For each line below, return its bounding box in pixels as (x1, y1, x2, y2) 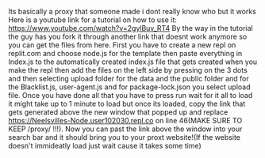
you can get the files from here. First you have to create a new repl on (8, 40, 236, 50)
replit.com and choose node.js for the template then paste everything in (8, 49, 243, 58)
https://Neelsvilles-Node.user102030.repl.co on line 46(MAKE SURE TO (8, 116, 243, 125)
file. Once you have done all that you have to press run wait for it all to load (8, 91, 253, 100)
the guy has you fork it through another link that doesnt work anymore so (8, 32, 248, 41)
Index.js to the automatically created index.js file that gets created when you (8, 57, 258, 66)
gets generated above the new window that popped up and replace (8, 107, 229, 117)
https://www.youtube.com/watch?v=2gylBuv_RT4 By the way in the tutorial (8, 24, 254, 32)
